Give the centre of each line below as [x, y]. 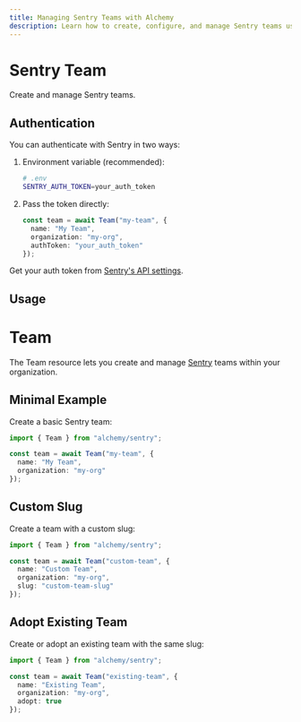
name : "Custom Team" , [58, 570]
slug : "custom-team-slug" [66, 586]
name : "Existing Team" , [61, 685]
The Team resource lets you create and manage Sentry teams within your [145, 362]
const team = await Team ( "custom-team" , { [90, 561]
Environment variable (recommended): [93, 162]
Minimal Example [58, 400]
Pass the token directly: [65, 204]
